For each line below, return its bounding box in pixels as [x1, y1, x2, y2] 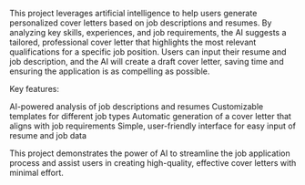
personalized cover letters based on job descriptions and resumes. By [9, 17, 272, 28]
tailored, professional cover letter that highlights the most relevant [9, 36, 257, 47]
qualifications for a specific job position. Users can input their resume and [9, 46, 287, 57]
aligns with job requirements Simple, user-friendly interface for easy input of [9, 120, 296, 131]
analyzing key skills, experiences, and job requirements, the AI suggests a [9, 27, 287, 37]
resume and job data [9, 130, 87, 140]
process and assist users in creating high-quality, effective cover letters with [9, 158, 297, 168]
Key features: [9, 84, 59, 94]
